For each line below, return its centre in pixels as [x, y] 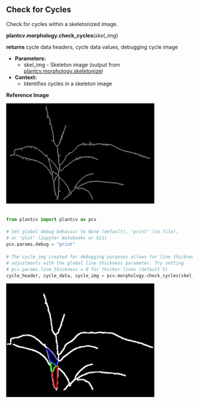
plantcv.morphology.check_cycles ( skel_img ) [62, 36]
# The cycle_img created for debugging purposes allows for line [88, 257]
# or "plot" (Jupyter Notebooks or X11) [57, 238]
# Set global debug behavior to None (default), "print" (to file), [92, 232]
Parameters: [30, 58]
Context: [26, 77]
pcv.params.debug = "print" [41, 244]
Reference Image [28, 95]
